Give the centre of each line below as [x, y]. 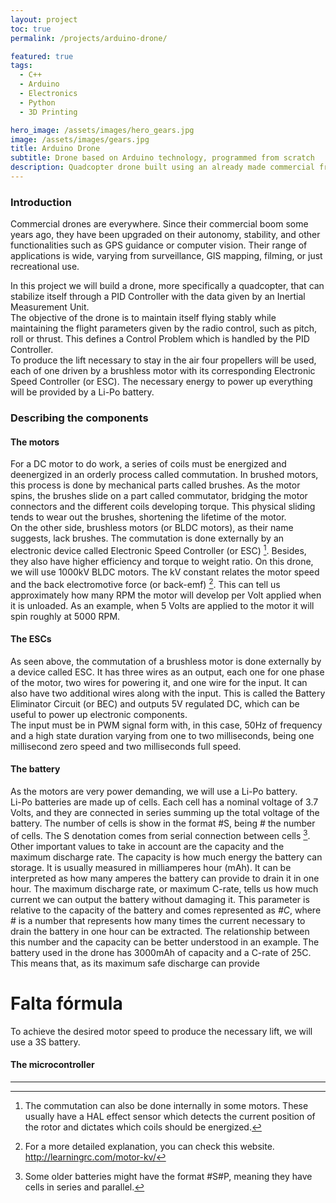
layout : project [44, 19]
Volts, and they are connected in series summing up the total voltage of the [165, 813]
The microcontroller [52, 1065]
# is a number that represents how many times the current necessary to [158, 920]
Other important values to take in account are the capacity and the [147, 846]
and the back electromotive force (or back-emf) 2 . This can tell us [145, 583]
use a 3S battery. [45, 1042]
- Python [37, 102]
